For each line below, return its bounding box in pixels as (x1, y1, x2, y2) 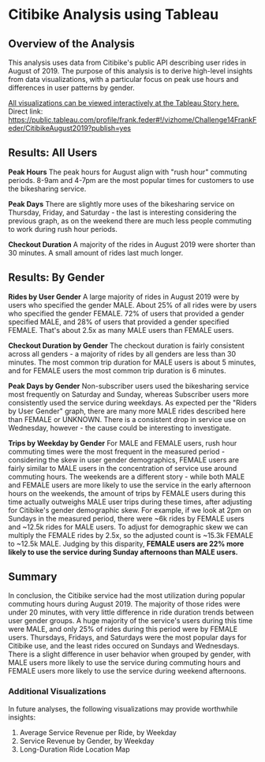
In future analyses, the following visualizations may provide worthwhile (8, 704, 238, 713)
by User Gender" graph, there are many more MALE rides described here (8, 406, 246, 416)
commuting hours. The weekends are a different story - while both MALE (8, 472, 245, 481)
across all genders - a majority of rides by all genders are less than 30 (8, 349, 237, 358)
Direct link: (8, 106, 43, 116)
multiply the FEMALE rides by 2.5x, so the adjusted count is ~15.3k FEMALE (8, 530, 254, 540)
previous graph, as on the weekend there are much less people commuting (8, 215, 252, 226)
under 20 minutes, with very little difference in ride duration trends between (8, 607, 255, 617)
